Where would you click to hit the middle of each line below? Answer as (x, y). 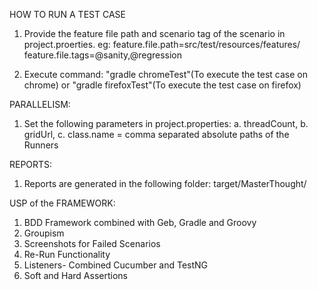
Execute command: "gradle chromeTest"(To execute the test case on (166, 74)
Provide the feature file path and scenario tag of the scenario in (154, 33)
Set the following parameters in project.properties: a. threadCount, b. (166, 123)
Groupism (44, 233)
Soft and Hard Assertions (75, 275)
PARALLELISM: (40, 104)
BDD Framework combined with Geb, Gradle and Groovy (140, 222)
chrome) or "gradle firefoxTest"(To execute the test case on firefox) (162, 85)
